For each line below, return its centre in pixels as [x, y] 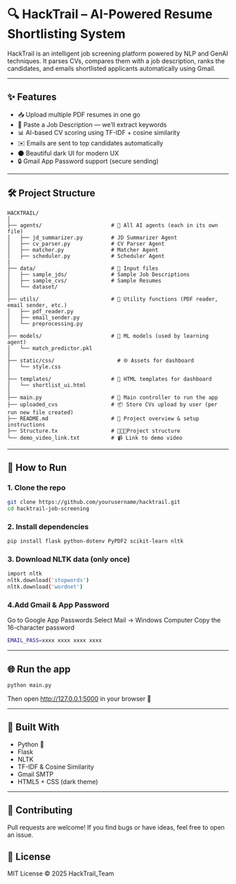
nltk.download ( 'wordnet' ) [45, 587]
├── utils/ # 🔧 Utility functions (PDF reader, [113, 299]
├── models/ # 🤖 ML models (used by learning [108, 336]
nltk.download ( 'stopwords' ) [48, 580]
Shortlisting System [66, 34]
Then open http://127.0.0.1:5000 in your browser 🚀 [79, 698]
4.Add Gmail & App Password [58, 605]
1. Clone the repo [37, 488]
